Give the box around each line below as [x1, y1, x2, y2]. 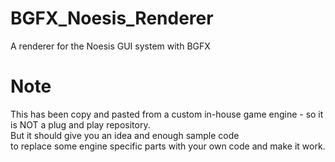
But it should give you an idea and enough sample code [10, 129, 240, 141]
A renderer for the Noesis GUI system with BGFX [10, 40, 211, 52]
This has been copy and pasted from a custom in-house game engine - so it [10, 108, 324, 120]
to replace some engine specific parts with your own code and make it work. [10, 140, 326, 152]
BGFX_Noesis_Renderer [10, 7, 214, 30]
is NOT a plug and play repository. [10, 118, 151, 131]
